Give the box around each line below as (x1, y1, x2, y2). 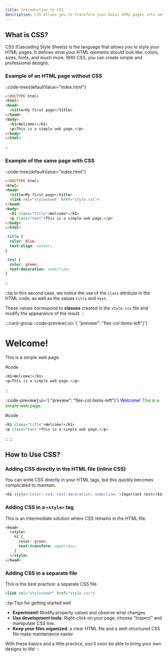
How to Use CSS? (5, 451, 60, 459)
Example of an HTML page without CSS (5, 72, 102, 79)
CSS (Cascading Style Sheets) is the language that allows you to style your (5, 44, 159, 50)
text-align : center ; (9, 244, 52, 249)
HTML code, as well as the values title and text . (5, 295, 107, 301)
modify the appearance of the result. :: (5, 310, 84, 316)
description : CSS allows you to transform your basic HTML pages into (5, 12, 155, 17)
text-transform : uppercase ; (18, 543, 77, 549)
